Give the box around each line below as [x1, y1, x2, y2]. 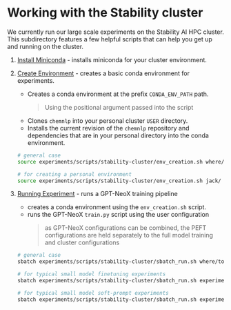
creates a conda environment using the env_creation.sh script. [27, 203, 207, 211]
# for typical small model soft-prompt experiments [17, 289, 169, 296]
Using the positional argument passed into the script [44, 103, 194, 111]
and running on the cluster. [7, 42, 84, 50]
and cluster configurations [44, 238, 120, 246]
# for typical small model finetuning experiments [17, 271, 166, 278]
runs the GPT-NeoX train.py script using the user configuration [27, 211, 209, 219]
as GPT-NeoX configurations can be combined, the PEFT [44, 224, 207, 232]
